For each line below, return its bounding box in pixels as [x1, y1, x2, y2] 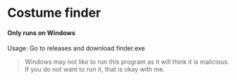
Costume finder [7, 5, 101, 21]
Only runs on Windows [7, 28, 76, 36]
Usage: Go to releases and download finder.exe [7, 44, 146, 53]
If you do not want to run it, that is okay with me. [24, 65, 166, 74]
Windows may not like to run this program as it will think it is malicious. [24, 58, 230, 66]
